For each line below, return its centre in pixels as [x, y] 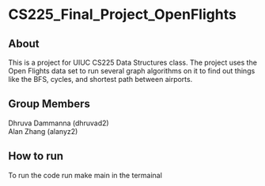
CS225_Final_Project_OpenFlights [123, 15]
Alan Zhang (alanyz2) [43, 131]
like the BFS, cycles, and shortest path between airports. [100, 79]
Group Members [49, 104]
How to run [36, 156]
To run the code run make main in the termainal [85, 175]
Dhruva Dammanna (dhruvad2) [59, 123]
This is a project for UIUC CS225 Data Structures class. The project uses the [132, 62]
